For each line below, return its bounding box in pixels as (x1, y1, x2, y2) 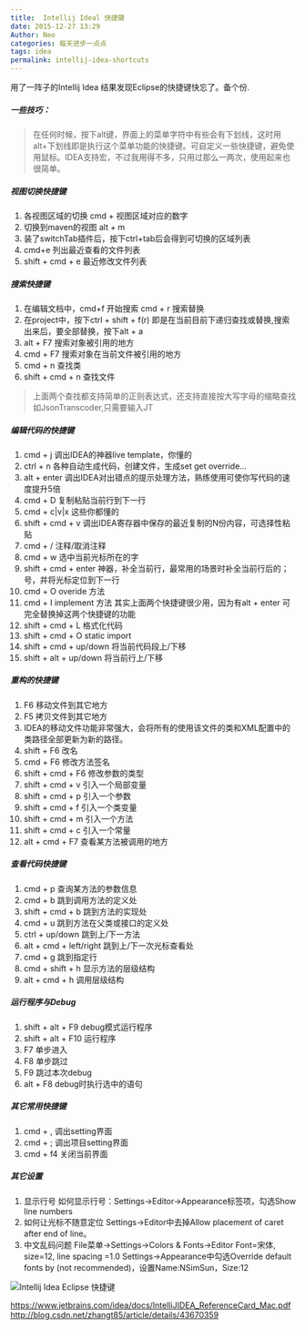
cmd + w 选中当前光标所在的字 (23, 552, 139, 563)
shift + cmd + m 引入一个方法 (23, 813, 134, 824)
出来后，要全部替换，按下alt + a (23, 325, 144, 337)
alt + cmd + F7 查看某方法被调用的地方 (23, 836, 169, 847)
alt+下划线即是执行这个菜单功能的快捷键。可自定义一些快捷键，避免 (32, 140, 287, 151)
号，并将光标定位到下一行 (23, 574, 120, 585)
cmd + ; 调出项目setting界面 (23, 1137, 128, 1148)
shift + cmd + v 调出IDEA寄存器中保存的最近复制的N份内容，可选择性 (23, 517, 283, 528)
